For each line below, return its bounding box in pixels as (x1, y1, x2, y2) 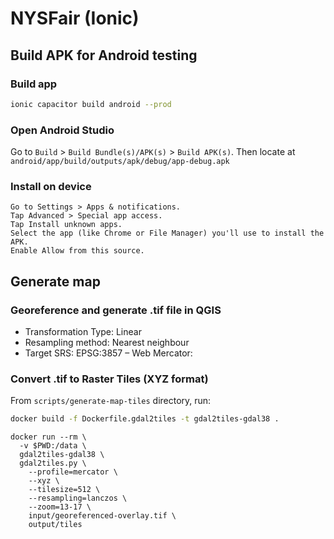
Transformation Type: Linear (24, 326, 142, 338)
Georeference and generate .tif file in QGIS (10, 303, 222, 317)
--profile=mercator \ (28, 467, 118, 477)
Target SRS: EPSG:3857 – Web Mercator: (24, 347, 193, 359)
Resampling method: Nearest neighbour (24, 337, 190, 349)
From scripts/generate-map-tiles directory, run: (10, 395, 212, 407)
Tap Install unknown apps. (10, 220, 123, 230)
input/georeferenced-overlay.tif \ (28, 511, 177, 521)
